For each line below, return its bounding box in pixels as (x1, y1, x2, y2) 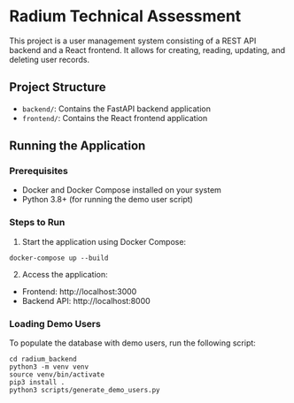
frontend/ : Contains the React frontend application (21, 112, 208, 123)
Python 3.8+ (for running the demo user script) (21, 194, 193, 205)
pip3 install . (9, 378, 66, 387)
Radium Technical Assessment (9, 6, 242, 27)
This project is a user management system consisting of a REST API (9, 35, 257, 46)
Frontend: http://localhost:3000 (21, 285, 137, 297)
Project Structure (9, 80, 106, 95)
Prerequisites (9, 165, 68, 178)
